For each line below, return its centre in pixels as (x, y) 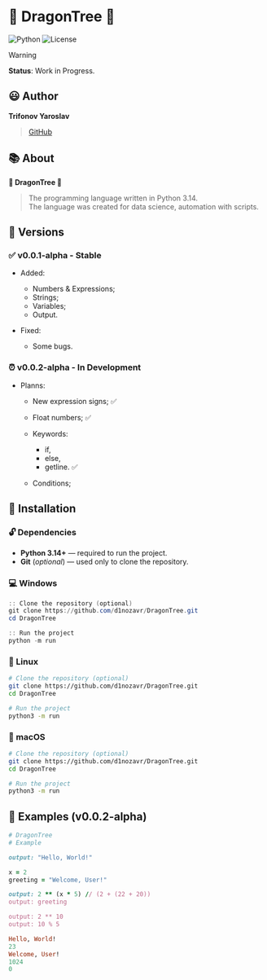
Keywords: (50, 433)
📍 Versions (37, 232)
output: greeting (38, 902)
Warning (22, 55)
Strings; (46, 297)
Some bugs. (53, 346)
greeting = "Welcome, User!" (58, 880)
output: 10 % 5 (34, 925)
